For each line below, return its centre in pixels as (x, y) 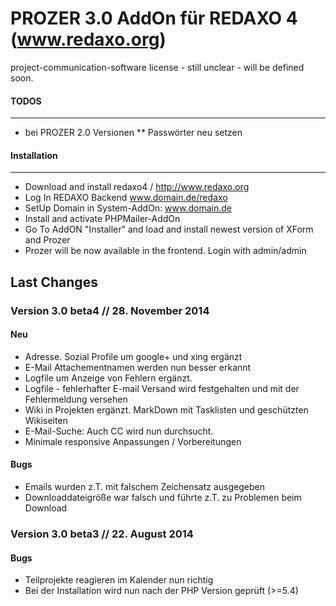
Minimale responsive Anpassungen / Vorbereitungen (133, 441)
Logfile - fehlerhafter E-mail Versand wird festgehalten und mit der (162, 388)
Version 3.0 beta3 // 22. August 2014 (102, 534)
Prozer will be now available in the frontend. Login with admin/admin (165, 251)
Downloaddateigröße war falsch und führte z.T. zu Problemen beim (163, 498)
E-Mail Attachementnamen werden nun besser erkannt (138, 367)
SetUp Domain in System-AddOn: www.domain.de (128, 208)
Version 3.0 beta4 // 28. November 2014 (110, 310)
